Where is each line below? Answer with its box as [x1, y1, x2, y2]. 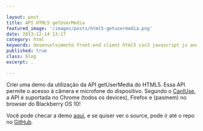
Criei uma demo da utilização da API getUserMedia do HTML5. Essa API [6, 81, 185, 88]
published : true [6, 48, 47, 54]
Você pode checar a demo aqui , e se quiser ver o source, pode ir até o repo [6, 112, 195, 119]
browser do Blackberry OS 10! [6, 100, 81, 107]
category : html [6, 37, 45, 43]
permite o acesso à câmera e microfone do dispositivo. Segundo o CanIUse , [6, 87, 196, 94]
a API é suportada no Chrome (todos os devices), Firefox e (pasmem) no [6, 94, 187, 101]
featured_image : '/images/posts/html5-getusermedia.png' [6, 25, 153, 31]
